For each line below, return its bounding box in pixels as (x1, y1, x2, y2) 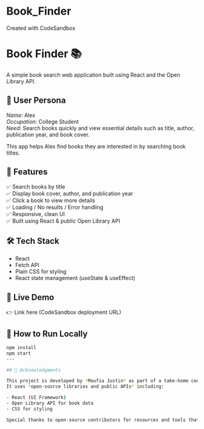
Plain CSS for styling (15, 268, 67, 275)
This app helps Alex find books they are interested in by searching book (6, 142, 186, 150)
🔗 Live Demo (6, 292, 55, 302)
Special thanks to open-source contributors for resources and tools (6, 417, 186, 423)
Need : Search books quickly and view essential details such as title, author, (6, 124, 195, 131)
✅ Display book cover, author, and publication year (6, 190, 134, 197)
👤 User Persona (6, 96, 66, 106)
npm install (6, 344, 36, 351)
